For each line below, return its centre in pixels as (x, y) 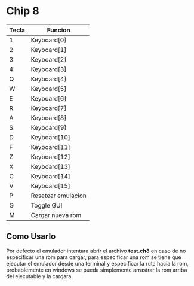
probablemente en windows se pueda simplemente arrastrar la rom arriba (97, 270)
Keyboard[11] (50, 147)
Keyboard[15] (50, 185)
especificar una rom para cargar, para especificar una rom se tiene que (94, 257)
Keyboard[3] (49, 69)
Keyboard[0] (49, 40)
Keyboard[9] (49, 127)
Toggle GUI (47, 205)
